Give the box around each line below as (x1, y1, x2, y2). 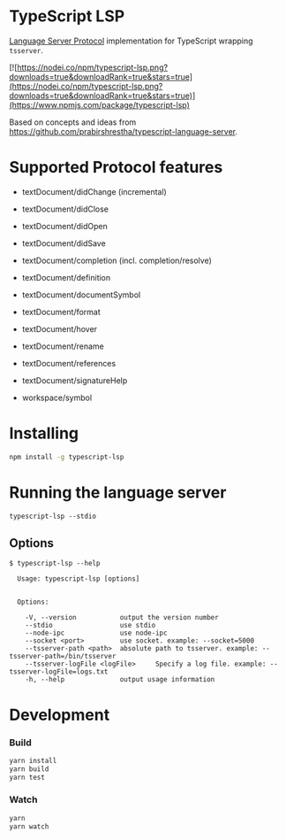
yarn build (9, 764, 49, 774)
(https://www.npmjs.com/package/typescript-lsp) (9, 99, 190, 110)
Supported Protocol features (9, 158, 223, 178)
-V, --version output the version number (25, 613, 219, 622)
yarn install (9, 756, 57, 765)
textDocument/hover (21, 323, 98, 334)
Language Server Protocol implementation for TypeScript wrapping (9, 35, 253, 46)
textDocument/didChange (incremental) (21, 186, 168, 197)
